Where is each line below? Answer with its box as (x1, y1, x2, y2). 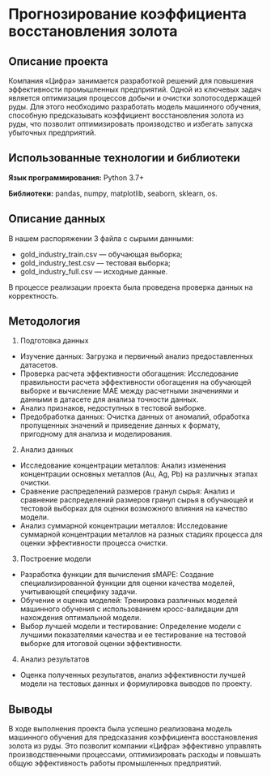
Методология (8, 314, 81, 329)
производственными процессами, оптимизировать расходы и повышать (8, 750, 261, 760)
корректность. (8, 291, 59, 300)
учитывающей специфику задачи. (19, 587, 138, 597)
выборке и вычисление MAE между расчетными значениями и (19, 386, 239, 396)
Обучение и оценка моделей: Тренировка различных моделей (19, 596, 238, 606)
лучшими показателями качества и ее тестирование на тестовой (19, 630, 247, 640)
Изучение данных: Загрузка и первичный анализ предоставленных (19, 351, 253, 361)
